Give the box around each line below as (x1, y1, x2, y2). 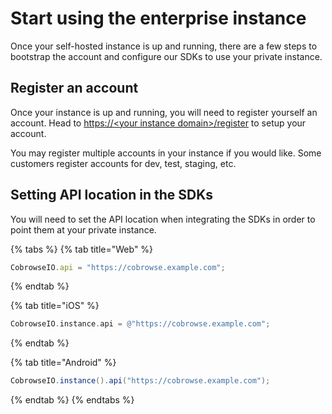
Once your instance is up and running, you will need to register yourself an (10, 106, 318, 118)
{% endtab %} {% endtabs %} (10, 394, 135, 406)
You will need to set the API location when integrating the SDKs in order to (10, 213, 316, 225)
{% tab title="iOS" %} (10, 300, 100, 312)
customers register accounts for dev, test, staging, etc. (10, 157, 237, 169)
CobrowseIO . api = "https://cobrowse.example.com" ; (10, 262, 226, 272)
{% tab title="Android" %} (10, 357, 117, 369)
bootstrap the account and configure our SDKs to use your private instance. (10, 50, 323, 62)
